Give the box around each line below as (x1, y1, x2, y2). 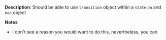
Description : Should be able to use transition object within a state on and (5, 4, 161, 10)
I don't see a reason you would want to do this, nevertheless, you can (12, 29, 158, 34)
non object (5, 9, 26, 15)
